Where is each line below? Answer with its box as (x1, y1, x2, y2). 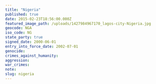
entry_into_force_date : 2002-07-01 (5, 44, 78, 49)
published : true (5, 12, 39, 17)
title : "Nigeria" (5, 7, 41, 12)
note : (5, 67, 16, 72)
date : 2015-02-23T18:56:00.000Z (5, 16, 72, 21)
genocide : (5, 48, 26, 53)
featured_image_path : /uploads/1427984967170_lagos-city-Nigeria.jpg (5, 21, 152, 26)
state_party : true (5, 35, 43, 40)
